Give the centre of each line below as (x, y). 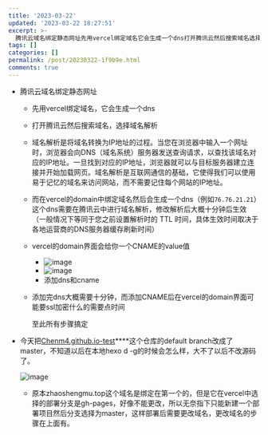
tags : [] (23, 45)
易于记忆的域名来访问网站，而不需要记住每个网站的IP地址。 (129, 182)
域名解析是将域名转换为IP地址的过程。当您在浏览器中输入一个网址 (140, 142)
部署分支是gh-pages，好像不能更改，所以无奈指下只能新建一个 (149, 403)
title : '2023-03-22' (43, 16)
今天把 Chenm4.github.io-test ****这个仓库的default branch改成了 (126, 341)
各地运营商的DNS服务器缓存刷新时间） (95, 229)
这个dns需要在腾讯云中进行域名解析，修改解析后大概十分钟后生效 (139, 209)
